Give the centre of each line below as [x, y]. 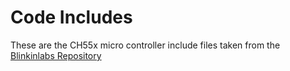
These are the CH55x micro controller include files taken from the [145, 45]
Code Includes [71, 17]
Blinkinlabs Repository [56, 55]
